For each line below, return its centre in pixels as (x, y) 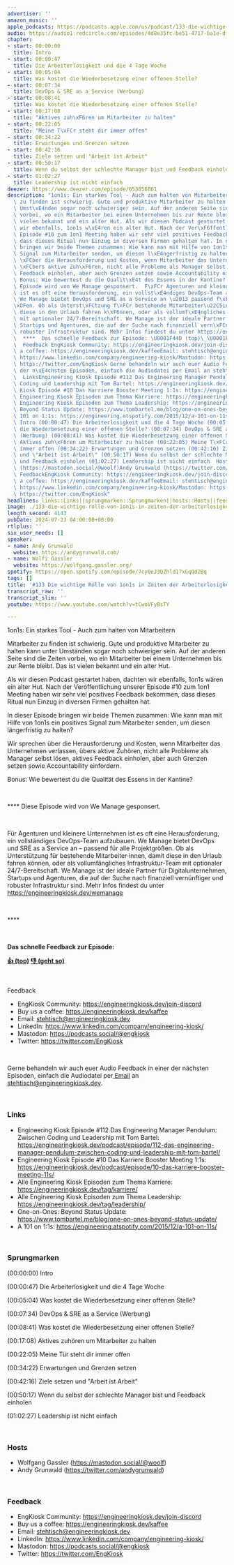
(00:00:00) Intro (30, 1273)
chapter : (20, 40)
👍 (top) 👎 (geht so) (36, 961)
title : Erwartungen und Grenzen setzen (71, 144)
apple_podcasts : (31, 27)
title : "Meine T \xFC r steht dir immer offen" (81, 131)
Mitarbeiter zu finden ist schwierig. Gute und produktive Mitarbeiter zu (108, 644)
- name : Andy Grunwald (40, 546)
